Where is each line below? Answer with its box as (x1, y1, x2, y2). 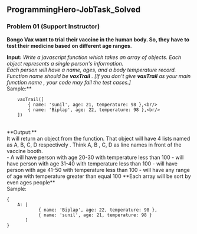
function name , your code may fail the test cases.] (6, 79, 132, 86)
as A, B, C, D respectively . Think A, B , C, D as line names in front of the (6, 141, 182, 148)
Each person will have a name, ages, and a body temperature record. (6, 66, 176, 73)
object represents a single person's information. (6, 60, 124, 67)
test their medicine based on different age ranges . (6, 42, 132, 49)
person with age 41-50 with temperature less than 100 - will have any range (6, 166, 191, 173)
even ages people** (6, 178, 55, 186)
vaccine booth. (6, 147, 43, 154)
